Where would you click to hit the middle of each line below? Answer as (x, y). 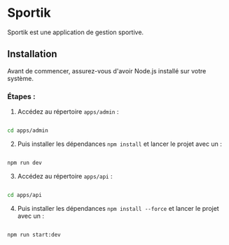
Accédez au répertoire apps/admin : (68, 112)
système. (20, 78)
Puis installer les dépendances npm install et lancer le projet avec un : (119, 144)
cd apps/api (25, 195)
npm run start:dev (34, 235)
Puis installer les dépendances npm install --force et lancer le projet (118, 208)
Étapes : (22, 96)
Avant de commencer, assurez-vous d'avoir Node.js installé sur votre (107, 70)
